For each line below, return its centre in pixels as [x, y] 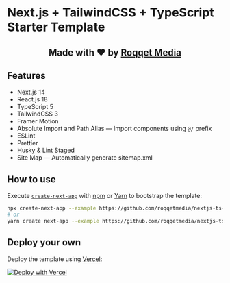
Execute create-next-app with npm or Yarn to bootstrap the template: [104, 196]
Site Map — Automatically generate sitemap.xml [85, 158]
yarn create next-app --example [53, 221]
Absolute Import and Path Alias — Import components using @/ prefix [114, 129]
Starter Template [56, 27]
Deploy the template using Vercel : [55, 259]
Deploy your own [44, 242]
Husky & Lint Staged [46, 150]
